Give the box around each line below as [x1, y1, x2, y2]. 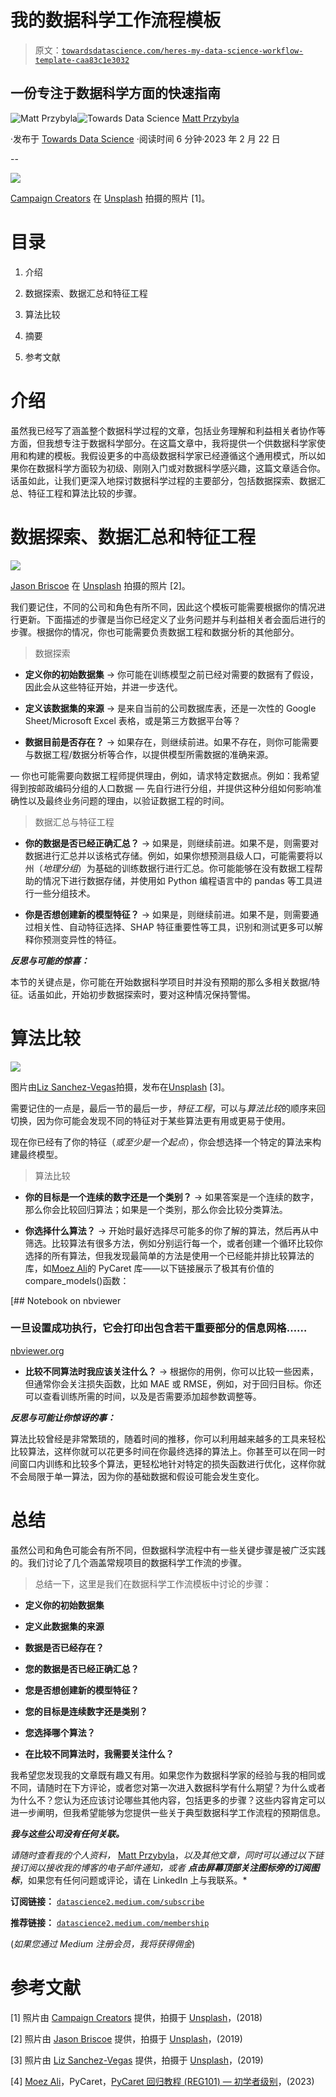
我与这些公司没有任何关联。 [10, 1827, 125, 1840]
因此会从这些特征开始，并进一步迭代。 [24, 681, 183, 693]
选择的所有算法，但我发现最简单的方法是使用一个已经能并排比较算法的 [24, 1249, 315, 1261]
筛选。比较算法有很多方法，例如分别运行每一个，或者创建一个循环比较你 [24, 1237, 323, 1249]
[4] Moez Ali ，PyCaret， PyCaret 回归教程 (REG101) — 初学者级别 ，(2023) [10, 2075, 315, 2087]
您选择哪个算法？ [24, 1726, 96, 1738]
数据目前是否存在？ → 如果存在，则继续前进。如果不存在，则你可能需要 [24, 736, 320, 748]
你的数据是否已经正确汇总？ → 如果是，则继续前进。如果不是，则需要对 [24, 837, 320, 849]
